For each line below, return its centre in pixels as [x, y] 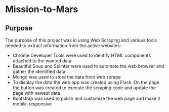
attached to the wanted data [42, 61]
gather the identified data [39, 71]
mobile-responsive [32, 104]
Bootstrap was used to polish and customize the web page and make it [86, 98]
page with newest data [36, 93]
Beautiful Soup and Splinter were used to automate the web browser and [88, 66]
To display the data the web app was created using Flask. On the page [86, 82]
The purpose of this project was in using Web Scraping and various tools [81, 40]
